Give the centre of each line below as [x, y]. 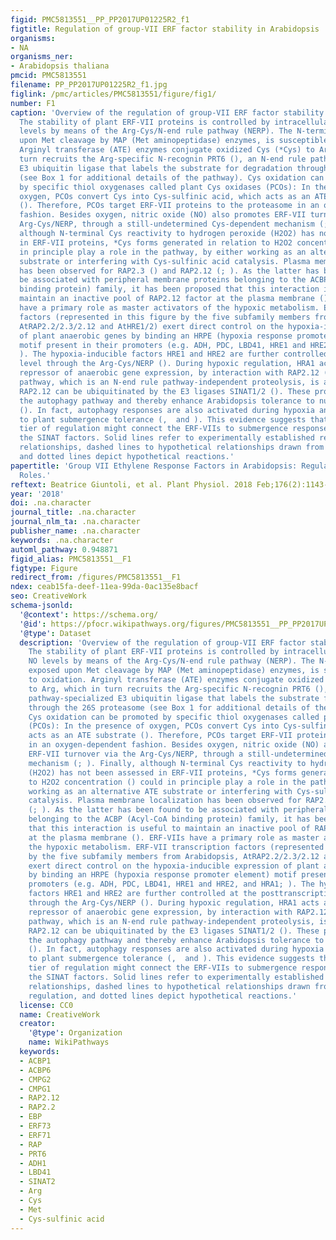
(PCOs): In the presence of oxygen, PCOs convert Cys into [154, 726]
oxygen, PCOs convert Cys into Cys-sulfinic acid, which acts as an [165, 196]
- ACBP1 [35, 1061]
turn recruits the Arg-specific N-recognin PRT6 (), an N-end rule [163, 159]
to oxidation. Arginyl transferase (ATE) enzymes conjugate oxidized [176, 680]
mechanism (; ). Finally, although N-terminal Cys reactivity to [167, 763]
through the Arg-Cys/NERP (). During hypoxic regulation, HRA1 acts [174, 903]
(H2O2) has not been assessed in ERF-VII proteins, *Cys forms [163, 772]
